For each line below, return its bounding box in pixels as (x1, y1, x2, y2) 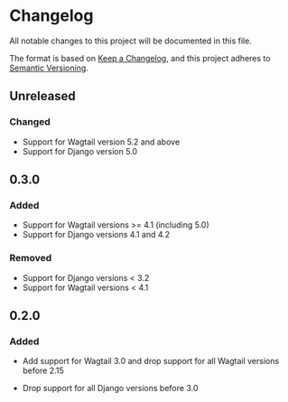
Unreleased (9, 89, 77, 104)
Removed (9, 252, 52, 265)
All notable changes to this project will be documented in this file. (9, 35, 253, 46)
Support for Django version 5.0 (22, 145, 138, 156)
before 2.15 (22, 365, 65, 376)
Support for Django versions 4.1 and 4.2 (22, 229, 171, 240)
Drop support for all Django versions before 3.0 (22, 383, 199, 394)
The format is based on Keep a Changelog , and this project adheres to (9, 52, 271, 63)
